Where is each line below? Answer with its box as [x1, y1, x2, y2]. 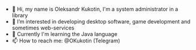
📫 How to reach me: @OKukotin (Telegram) [11, 37, 121, 44]
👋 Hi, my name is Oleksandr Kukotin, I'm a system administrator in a [11, 6, 178, 12]
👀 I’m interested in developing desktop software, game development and [11, 18, 191, 25]
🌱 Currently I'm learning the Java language [11, 31, 118, 38]
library [11, 12, 28, 19]
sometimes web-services [11, 24, 75, 31]
